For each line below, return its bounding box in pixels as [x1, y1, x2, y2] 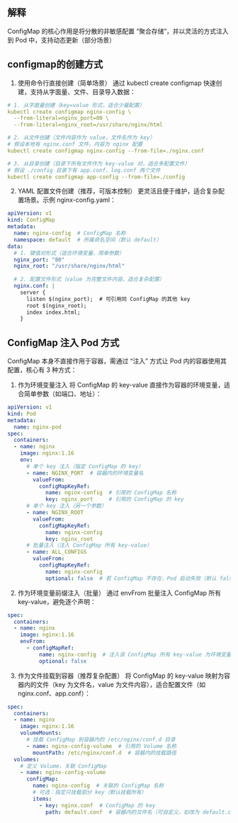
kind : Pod [7, 410, 37, 417]
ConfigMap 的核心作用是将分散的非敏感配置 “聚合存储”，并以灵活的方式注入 [7, 27, 229, 35]
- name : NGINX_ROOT [25, 509, 84, 516]
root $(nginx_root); [25, 302, 87, 310]
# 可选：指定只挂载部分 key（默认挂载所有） [33, 789, 147, 796]
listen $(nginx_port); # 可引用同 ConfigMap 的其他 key [25, 295, 191, 302]
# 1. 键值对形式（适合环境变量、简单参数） [13, 249, 125, 256]
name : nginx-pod [13, 424, 62, 431]
